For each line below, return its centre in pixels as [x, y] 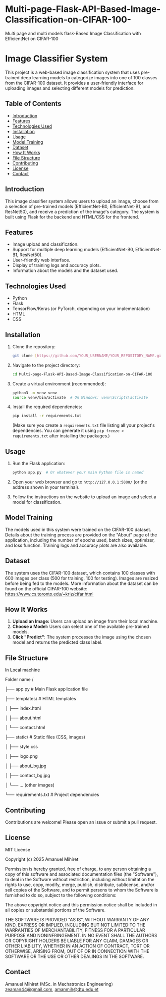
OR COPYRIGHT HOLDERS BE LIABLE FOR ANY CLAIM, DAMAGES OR [77, 941]
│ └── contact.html [25, 728]
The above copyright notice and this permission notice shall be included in [81, 904]
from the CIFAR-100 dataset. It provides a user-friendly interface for [74, 83]
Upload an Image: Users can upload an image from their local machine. [85, 621]
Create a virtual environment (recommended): [59, 384]
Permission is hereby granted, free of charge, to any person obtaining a [78, 869]
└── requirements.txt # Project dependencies [52, 795]
